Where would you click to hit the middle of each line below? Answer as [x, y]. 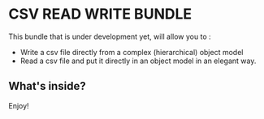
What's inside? [48, 86]
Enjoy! [19, 105]
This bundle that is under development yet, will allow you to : [110, 36]
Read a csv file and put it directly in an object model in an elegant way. [138, 61]
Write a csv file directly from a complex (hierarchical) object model [132, 52]
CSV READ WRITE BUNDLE [100, 14]
